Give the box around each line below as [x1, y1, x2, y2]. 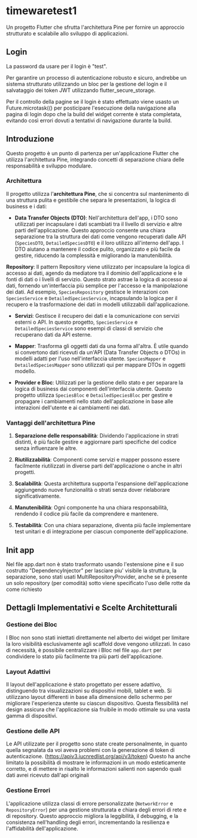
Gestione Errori [6, 786, 51, 794]
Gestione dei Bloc [6, 620, 58, 629]
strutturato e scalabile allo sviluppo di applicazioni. [6, 29, 129, 37]
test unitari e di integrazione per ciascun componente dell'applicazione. [14, 528, 188, 535]
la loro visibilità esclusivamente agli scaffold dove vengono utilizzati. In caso [6, 640, 191, 647]
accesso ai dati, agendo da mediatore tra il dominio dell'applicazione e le [6, 270, 183, 277]
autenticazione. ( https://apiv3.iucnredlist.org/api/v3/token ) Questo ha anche [6, 753, 191, 760]
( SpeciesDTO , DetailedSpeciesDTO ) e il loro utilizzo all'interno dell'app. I [14, 239, 184, 246]
